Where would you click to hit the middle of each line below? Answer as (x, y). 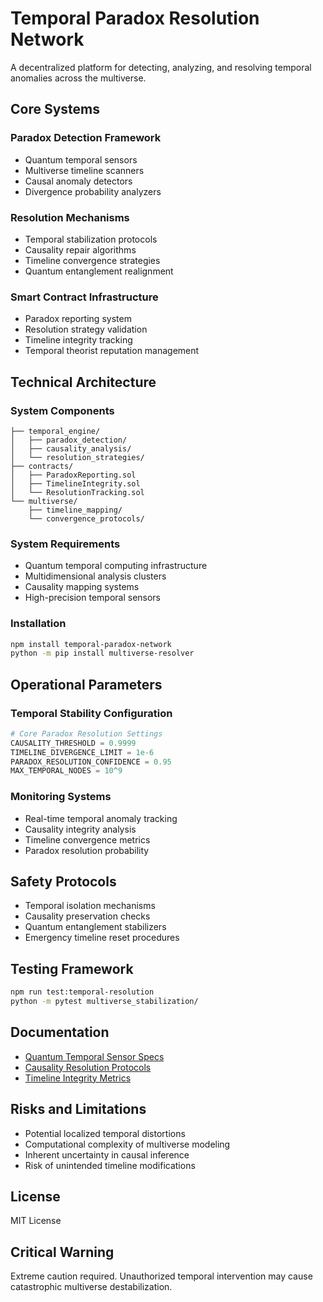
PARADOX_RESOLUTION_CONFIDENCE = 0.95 (91, 762)
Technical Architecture (83, 382)
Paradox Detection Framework (86, 138)
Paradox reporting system (78, 319)
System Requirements (65, 544)
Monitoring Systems (61, 797)
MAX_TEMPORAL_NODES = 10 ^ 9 (66, 771)
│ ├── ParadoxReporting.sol (73, 475)
